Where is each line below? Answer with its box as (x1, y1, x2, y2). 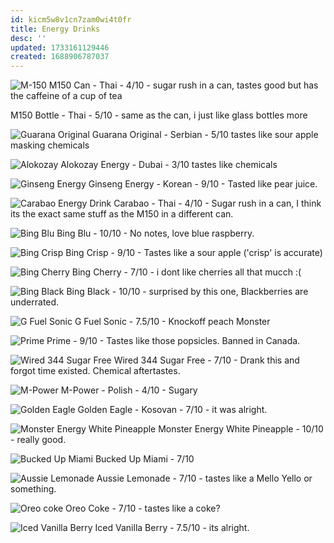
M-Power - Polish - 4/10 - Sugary (60, 384, 198, 396)
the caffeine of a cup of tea (10, 90, 123, 102)
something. (10, 483, 57, 495)
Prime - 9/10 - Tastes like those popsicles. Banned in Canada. (46, 335, 301, 347)
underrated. (10, 296, 60, 308)
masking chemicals (10, 139, 90, 151)
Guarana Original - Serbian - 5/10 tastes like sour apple (91, 129, 319, 141)
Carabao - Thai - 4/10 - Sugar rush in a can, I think (113, 197, 322, 210)
